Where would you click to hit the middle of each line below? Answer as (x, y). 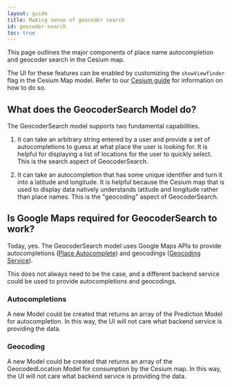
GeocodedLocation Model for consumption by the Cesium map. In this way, (115, 369)
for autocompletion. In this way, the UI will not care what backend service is (115, 321)
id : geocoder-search (37, 26)
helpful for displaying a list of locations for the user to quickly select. (115, 154)
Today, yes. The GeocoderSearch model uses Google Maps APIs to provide (114, 246)
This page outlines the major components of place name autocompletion (110, 52)
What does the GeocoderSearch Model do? (102, 109)
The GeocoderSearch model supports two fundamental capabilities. (104, 126)
